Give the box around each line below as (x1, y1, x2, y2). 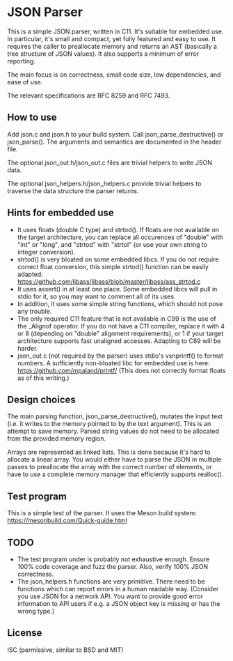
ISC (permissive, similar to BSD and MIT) (7, 646, 124, 654)
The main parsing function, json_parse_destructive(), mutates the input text (7, 412, 223, 420)
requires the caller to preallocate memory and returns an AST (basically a (7, 42, 218, 50)
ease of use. (7, 77, 43, 86)
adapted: (17, 270, 43, 278)
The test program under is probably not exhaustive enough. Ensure (17, 555, 210, 563)
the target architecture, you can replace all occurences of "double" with (17, 233, 223, 241)
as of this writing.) (17, 374, 70, 382)
